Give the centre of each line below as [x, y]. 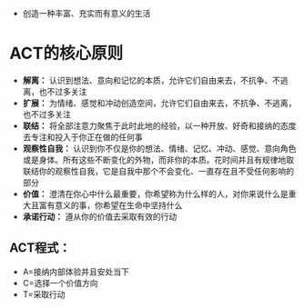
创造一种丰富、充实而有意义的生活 [86, 13]
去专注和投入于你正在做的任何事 [82, 137]
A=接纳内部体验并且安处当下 [76, 272]
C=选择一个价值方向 [60, 283]
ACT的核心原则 [66, 54]
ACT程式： [40, 248]
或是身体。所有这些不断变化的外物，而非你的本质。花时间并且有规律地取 [158, 159]
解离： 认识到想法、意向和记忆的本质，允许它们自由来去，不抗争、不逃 [155, 80]
